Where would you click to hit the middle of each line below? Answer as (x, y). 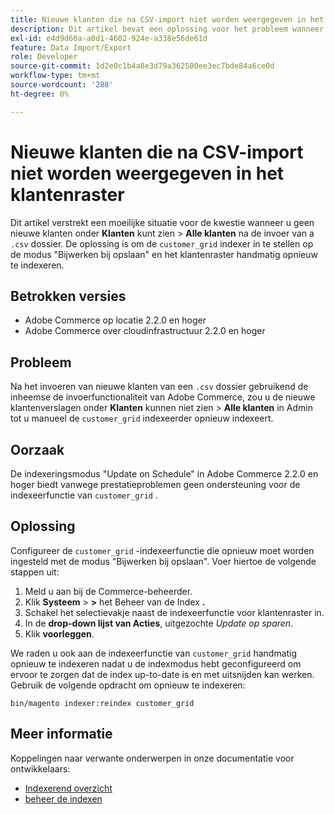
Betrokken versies (68, 296)
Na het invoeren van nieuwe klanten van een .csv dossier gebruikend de (159, 387)
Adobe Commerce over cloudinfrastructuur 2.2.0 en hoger (145, 331)
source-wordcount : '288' (62, 85)
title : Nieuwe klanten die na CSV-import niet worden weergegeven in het (167, 19)
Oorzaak (37, 449)
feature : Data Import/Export (71, 47)
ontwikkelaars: (40, 768)
